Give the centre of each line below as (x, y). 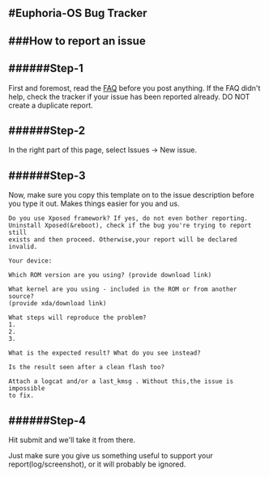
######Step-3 (47, 175)
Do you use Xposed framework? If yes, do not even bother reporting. (128, 219)
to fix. (21, 396)
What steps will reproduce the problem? (78, 318)
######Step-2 (47, 130)
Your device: (30, 261)
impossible (27, 389)
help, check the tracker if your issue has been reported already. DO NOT (129, 96)
